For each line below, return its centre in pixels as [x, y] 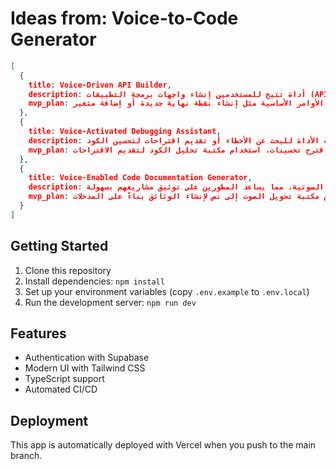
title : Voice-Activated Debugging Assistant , [125, 132]
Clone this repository [68, 270]
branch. [26, 456]
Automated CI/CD [61, 389]
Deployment [49, 420]
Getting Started [59, 246]
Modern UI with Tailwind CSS [85, 368]
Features [38, 333]
